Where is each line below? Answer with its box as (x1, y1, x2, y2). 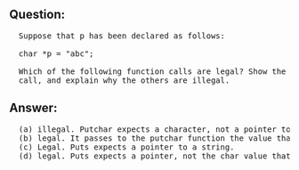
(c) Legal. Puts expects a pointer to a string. (18, 142, 235, 152)
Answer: (9, 101, 58, 116)
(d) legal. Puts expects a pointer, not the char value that (18, 150, 291, 161)
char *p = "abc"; (18, 48, 94, 59)
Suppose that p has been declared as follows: (18, 30, 225, 41)
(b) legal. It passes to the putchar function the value (18, 133, 273, 143)
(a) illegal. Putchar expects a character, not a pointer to (18, 124, 291, 134)
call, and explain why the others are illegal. (18, 75, 230, 85)
